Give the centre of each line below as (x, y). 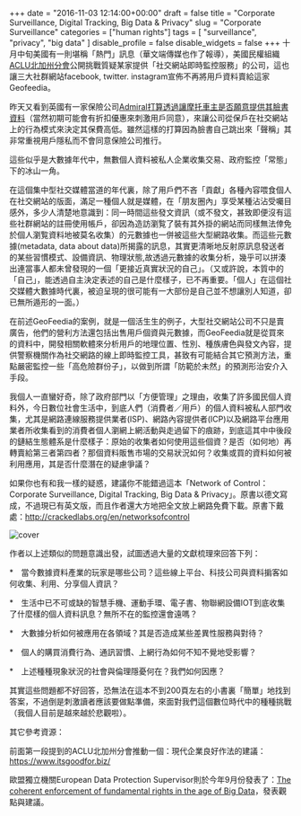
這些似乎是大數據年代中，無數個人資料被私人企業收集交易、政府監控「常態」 (150, 160)
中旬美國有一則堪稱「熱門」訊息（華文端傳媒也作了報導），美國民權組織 (148, 54)
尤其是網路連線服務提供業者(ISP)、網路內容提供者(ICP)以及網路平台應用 (157, 419)
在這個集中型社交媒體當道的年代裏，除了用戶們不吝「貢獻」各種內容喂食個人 (150, 190)
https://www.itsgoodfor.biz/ (60, 761)
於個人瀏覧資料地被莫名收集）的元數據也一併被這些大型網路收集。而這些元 (146, 235)
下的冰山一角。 (37, 171)
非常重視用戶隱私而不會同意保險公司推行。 (88, 140)
